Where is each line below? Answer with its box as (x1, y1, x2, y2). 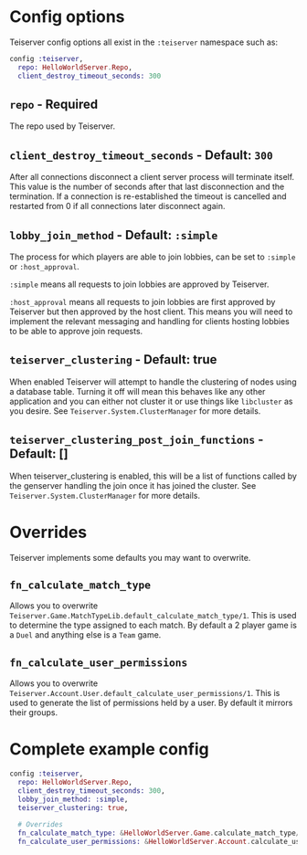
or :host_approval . (9, 261, 79, 271)
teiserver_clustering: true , (17, 803, 129, 812)
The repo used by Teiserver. (9, 121, 116, 132)
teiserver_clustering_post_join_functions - (9, 432, 264, 448)
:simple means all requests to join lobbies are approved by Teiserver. (9, 279, 270, 290)
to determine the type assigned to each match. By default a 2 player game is (9, 619, 297, 631)
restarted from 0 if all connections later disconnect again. (9, 201, 226, 212)
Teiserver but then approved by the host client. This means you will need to (9, 306, 293, 317)
